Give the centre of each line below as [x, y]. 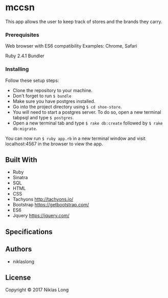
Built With [21, 159]
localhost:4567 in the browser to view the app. [54, 144]
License [18, 277]
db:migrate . [25, 128]
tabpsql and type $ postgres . [43, 117]
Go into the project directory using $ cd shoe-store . [67, 107]
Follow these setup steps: [32, 80]
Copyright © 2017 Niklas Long [37, 290]
